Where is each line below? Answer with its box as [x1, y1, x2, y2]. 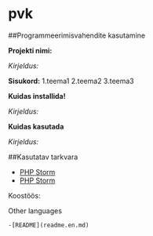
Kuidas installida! [8, 91, 66, 100]
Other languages [8, 205, 63, 216]
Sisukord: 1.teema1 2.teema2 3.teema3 [8, 76, 135, 85]
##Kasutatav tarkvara [8, 152, 78, 162]
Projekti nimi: [8, 45, 53, 55]
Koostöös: [8, 191, 41, 200]
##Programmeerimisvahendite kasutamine [8, 31, 146, 40]
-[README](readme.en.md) [8, 221, 89, 229]
